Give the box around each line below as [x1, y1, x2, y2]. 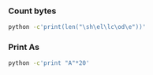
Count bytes [8, 5, 57, 16]
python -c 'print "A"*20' [8, 59, 90, 67]
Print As [8, 41, 40, 52]
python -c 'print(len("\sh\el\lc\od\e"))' [8, 23, 147, 31]
